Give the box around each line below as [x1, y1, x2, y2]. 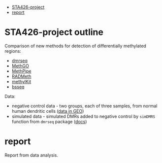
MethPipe [11, 68, 32, 74]
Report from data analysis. [4, 152, 59, 158]
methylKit [11, 78, 32, 84]
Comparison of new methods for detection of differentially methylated [4, 43, 146, 49]
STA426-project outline [4, 27, 104, 38]
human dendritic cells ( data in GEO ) [11, 108, 84, 114]
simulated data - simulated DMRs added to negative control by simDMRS [11, 113, 156, 119]
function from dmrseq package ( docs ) [11, 118, 87, 125]
